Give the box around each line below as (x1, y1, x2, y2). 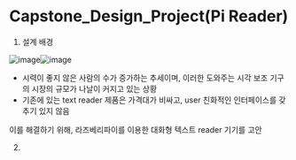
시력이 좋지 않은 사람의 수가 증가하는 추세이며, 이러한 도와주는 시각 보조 (21, 72, 269, 83)
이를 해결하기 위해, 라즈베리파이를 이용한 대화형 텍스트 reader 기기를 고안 (9, 124, 263, 134)
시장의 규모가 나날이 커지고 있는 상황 (31, 83, 158, 94)
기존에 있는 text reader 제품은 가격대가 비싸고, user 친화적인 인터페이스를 (21, 95, 277, 105)
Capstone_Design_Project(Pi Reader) (9, 6, 289, 27)
